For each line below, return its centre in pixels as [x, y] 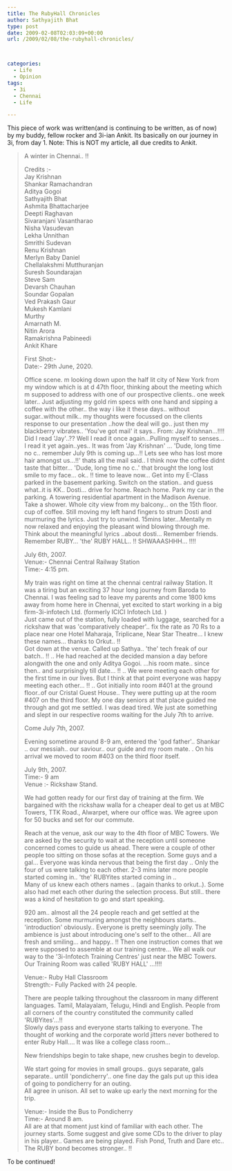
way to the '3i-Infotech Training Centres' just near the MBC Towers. [120, 957]
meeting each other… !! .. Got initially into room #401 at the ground [118, 685]
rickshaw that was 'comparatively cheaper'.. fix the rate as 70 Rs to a [122, 627]
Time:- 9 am [41, 777]
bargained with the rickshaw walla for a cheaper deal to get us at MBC [124, 805]
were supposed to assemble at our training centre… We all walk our [120, 949]
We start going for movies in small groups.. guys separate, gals [114, 1069]
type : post [23, 26]
